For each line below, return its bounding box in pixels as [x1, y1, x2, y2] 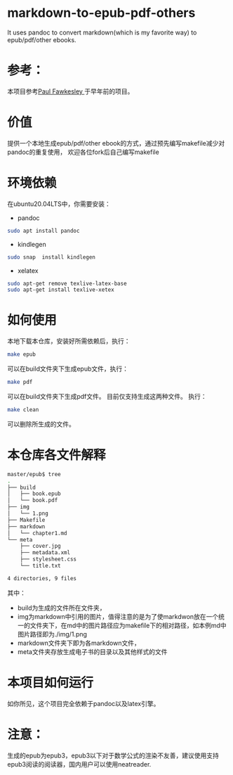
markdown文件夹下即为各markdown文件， [17, 639, 140, 647]
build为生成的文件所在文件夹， [17, 603, 107, 612]
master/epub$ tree [7, 470, 61, 478]
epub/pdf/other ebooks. [7, 35, 76, 44]
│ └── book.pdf [7, 497, 58, 504]
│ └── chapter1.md [7, 530, 68, 537]
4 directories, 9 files [7, 575, 77, 582]
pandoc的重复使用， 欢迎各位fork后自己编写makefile [7, 148, 159, 156]
